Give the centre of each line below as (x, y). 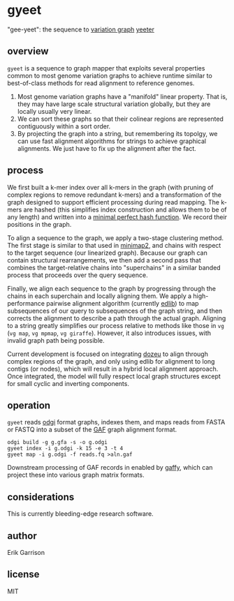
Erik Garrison (26, 552)
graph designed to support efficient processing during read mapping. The (114, 202)
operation (29, 405)
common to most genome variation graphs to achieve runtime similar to (110, 75)
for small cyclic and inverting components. (68, 383)
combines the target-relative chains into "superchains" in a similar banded (114, 267)
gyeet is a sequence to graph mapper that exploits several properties (106, 68)
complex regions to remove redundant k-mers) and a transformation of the (115, 195)
